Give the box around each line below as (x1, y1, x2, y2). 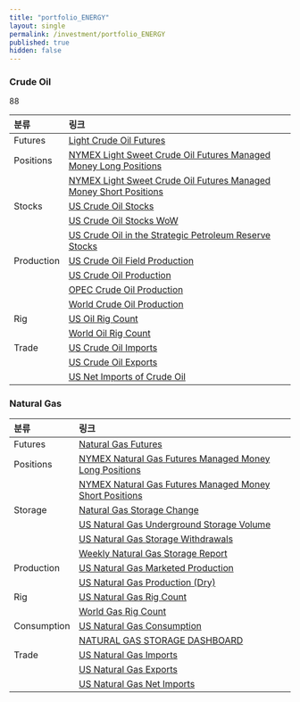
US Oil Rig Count (68, 313, 138, 326)
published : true (9, 37, 70, 47)
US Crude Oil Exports (68, 356, 158, 368)
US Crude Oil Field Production (68, 255, 195, 268)
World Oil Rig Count (68, 327, 151, 340)
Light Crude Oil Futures (68, 135, 166, 147)
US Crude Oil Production (68, 269, 171, 282)
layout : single (9, 21, 66, 30)
